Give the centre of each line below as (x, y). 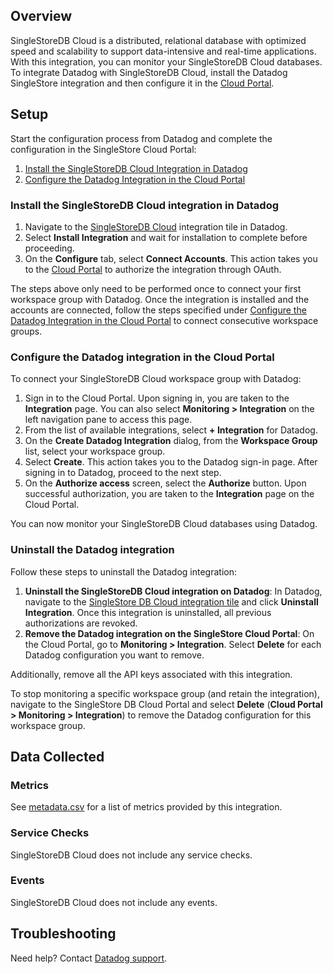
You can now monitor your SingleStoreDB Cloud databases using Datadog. (164, 524)
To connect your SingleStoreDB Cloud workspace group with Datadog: (156, 379)
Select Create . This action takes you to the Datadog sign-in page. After (171, 462)
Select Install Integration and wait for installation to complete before (166, 237)
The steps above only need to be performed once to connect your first (156, 288)
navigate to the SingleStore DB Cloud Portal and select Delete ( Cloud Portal (166, 704)
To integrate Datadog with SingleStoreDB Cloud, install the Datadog (149, 72)
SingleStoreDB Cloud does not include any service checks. (131, 855)
